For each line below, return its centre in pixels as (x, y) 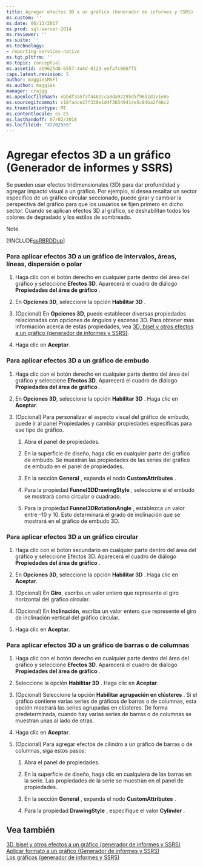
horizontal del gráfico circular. (52, 599)
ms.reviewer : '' (27, 35)
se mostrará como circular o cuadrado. (73, 496)
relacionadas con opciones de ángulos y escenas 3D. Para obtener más (105, 320)
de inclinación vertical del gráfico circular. (67, 617)
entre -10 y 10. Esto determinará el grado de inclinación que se (102, 514)
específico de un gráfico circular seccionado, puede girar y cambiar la (94, 198)
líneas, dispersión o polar (44, 264)
